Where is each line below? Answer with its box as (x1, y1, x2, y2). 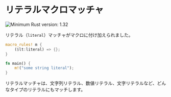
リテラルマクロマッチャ (5, 4, 104, 16)
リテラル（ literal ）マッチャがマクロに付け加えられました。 (5, 32, 133, 38)
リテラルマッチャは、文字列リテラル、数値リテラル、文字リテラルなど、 (5, 80, 157, 86)
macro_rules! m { (5, 42, 42, 47)
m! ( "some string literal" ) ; (14, 65, 74, 71)
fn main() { (5, 61, 31, 66)
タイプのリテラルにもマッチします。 (9, 87, 86, 93)
